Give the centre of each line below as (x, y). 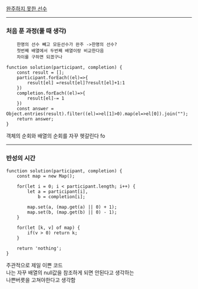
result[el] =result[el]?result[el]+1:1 (76, 83)
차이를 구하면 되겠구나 (40, 57)
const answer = (35, 109)
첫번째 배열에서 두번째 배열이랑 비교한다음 (60, 51)
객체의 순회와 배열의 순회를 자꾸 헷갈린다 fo (56, 136)
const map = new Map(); (46, 176)
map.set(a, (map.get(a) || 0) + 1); (72, 207)
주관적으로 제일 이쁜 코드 (34, 265)
